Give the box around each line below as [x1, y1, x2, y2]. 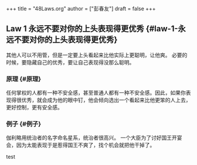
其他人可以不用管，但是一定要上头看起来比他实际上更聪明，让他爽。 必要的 [6, 51, 188, 59]
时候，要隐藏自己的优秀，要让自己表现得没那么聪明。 [6, 59, 135, 66]
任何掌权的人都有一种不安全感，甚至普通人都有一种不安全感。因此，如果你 [6, 90, 186, 97]
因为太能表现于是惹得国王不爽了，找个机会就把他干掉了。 [16, 142, 155, 149]
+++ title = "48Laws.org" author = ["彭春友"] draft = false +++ [6, 5, 157, 12]
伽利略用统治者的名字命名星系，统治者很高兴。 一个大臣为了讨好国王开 [6, 134, 177, 142]
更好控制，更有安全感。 [6, 104, 63, 111]
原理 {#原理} [6, 75, 42, 83]
